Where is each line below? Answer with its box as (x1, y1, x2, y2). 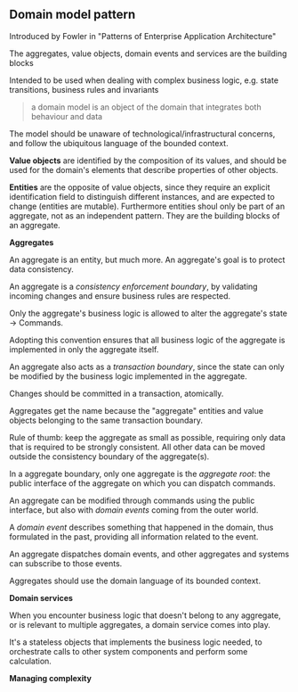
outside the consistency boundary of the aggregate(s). (9, 450, 210, 462)
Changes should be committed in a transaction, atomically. (9, 388, 224, 399)
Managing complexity (9, 672, 92, 683)
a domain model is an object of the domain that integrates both (30, 102, 262, 112)
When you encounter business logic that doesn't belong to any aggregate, (9, 610, 282, 621)
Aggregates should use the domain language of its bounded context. (9, 575, 261, 586)
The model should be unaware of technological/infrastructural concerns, (9, 128, 276, 139)
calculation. (9, 655, 52, 666)
